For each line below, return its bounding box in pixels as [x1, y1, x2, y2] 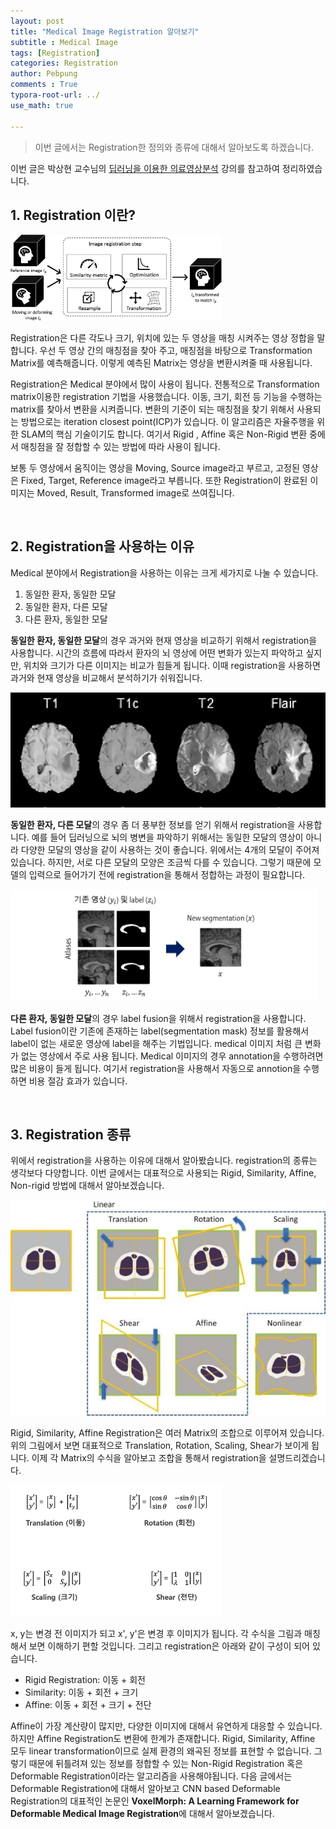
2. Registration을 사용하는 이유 [10, 538, 195, 555]
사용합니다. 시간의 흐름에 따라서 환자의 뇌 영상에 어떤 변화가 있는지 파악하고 [10, 646, 304, 659]
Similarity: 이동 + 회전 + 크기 [24, 1686, 139, 1698]
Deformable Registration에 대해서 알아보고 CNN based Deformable [10, 1783, 281, 1794]
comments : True [10, 80, 78, 90]
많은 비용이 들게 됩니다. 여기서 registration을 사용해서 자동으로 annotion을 [10, 1062, 302, 1074]
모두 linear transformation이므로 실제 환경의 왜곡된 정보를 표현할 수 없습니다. [10, 1745, 312, 1757]
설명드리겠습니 [268, 1452, 326, 1464]
